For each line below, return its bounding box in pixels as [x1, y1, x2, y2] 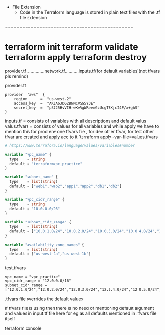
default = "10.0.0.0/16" [9, 206, 60, 211]
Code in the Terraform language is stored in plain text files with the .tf [19, 9, 160, 15]
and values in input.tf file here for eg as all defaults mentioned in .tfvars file [5, 310, 157, 316]
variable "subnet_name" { [5, 174, 58, 180]
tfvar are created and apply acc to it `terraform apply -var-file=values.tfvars [5, 134, 158, 140]
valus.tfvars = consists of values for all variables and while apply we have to [5, 123, 159, 129]
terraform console [5, 325, 42, 331]
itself [5, 316, 15, 322]
